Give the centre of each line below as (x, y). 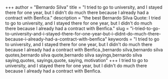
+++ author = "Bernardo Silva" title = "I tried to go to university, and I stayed (84, 7)
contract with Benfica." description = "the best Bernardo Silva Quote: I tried (83, 18)
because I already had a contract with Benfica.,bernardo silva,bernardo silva (84, 50)
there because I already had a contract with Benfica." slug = (67, 28)
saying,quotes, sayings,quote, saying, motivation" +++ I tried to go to (77, 60)
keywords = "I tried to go (134, 39)
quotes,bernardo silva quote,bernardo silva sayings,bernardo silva (74, 55)
